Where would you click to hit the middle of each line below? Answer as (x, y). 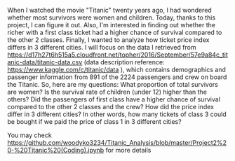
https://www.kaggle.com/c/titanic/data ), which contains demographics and (116, 70)
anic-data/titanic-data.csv (45, 62)
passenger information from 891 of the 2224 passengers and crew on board (117, 77)
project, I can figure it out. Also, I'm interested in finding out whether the (112, 25)
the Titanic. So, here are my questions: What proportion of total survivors (113, 84)
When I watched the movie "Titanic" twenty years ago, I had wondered (109, 10)
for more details (128, 150)
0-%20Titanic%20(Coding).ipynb (56, 150)
